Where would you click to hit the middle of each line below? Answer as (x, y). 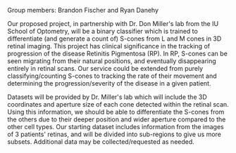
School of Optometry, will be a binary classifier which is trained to (103, 31)
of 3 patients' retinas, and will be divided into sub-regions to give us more (114, 134)
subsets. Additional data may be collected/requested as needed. (101, 142)
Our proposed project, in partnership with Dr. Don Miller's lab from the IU (113, 24)
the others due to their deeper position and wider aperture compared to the (117, 119)
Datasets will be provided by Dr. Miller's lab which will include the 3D (107, 97)
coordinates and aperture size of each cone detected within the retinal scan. (118, 104)
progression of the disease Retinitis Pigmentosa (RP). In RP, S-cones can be (117, 53)
